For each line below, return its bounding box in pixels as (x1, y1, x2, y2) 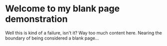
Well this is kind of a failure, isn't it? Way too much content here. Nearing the (5, 30, 162, 36)
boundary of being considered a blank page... (5, 35, 99, 41)
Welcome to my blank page (5, 3, 120, 14)
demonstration (5, 13, 68, 25)
